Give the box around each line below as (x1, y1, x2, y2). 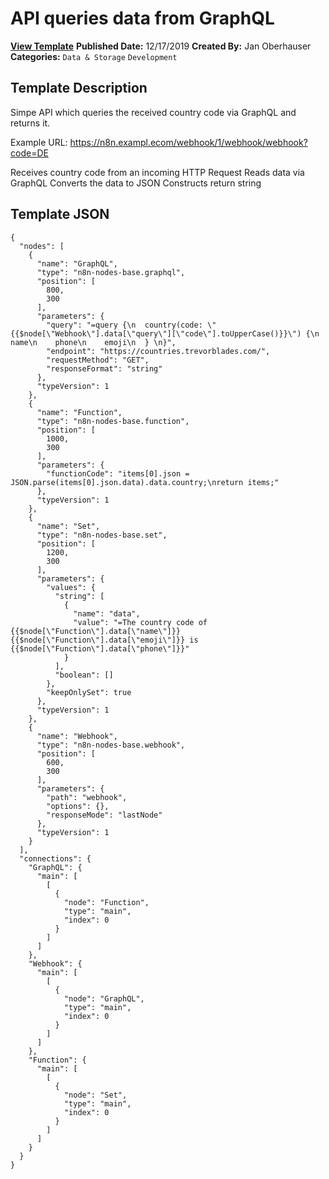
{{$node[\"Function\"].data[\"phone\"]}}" (10, 643, 190, 654)
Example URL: (10, 136, 68, 148)
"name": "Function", (36, 407, 123, 417)
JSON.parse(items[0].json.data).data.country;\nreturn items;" (10, 477, 280, 487)
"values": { (46, 582, 97, 592)
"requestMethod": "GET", (46, 355, 150, 365)
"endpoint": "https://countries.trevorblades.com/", (46, 346, 271, 356)
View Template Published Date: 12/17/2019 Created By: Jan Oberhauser (10, 40, 312, 52)
